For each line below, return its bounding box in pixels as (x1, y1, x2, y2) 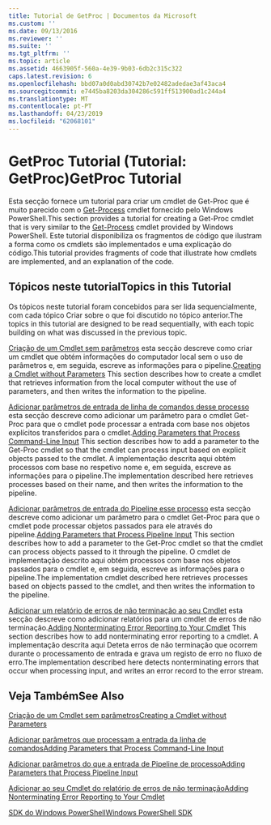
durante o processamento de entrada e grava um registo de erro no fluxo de (8, 648, 263, 658)
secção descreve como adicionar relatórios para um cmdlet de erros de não (8, 613, 261, 624)
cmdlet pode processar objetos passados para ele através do (8, 520, 213, 531)
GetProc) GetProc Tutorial (8, 169, 182, 188)
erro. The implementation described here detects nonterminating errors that (8, 657, 260, 667)
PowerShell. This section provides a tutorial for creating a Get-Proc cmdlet (8, 213, 254, 223)
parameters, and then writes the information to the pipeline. (8, 386, 207, 395)
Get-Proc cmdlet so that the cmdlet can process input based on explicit (8, 445, 247, 455)
